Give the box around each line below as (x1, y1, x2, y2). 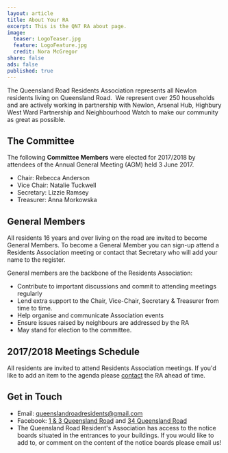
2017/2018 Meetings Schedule (7, 345, 140, 357)
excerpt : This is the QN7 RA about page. (7, 23, 127, 29)
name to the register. (7, 256, 66, 264)
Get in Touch (7, 391, 63, 403)
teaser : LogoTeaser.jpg (13, 36, 81, 42)
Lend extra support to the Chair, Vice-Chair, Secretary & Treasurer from (16, 297, 219, 305)
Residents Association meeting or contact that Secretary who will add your (7, 248, 218, 257)
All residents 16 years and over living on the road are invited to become (7, 234, 207, 242)
